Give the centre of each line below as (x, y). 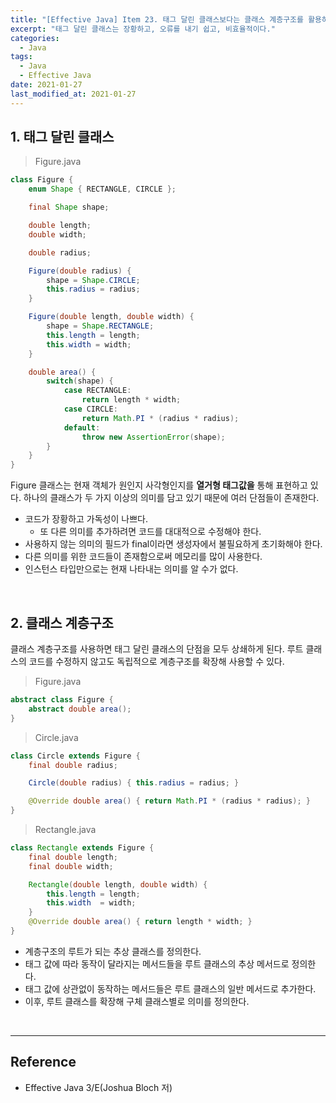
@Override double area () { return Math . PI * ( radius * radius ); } (169, 801)
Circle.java (56, 737)
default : (82, 427)
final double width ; (71, 866)
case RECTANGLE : (97, 391)
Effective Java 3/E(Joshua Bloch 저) (98, 1087)
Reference (43, 1062)
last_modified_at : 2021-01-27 (73, 94)
